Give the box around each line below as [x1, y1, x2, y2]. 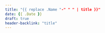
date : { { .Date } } [5, 12, 42, 16]
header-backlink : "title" [5, 20, 57, 26]
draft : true [5, 16, 29, 21]
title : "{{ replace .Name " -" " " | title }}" [5, 7, 101, 12]
